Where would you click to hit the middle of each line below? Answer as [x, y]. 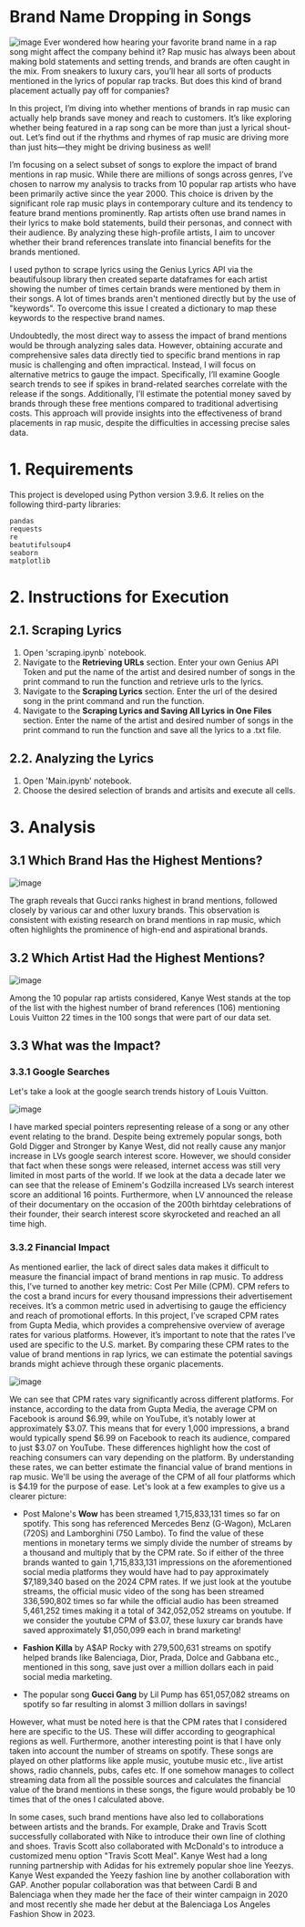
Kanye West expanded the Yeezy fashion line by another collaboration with [150, 1875]
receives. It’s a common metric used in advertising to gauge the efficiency [148, 1306]
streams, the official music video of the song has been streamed [143, 1591]
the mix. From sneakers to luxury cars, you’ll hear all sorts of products [141, 71]
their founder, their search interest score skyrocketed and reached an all [145, 1214]
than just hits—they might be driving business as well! [110, 147]
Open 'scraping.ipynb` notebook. [85, 652]
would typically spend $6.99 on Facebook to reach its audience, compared [150, 1438]
